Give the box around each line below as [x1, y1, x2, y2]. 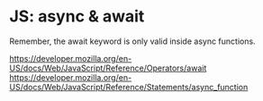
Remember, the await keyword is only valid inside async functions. [9, 36, 256, 46]
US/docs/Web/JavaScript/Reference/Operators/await [9, 63, 207, 73]
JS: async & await [9, 6, 145, 27]
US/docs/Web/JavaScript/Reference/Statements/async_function [9, 81, 249, 92]
